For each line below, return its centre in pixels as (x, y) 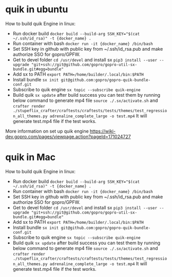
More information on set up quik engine (47, 131)
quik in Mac (31, 157)
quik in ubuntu (37, 9)
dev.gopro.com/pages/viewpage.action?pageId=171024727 (68, 136)
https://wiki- (103, 131)
